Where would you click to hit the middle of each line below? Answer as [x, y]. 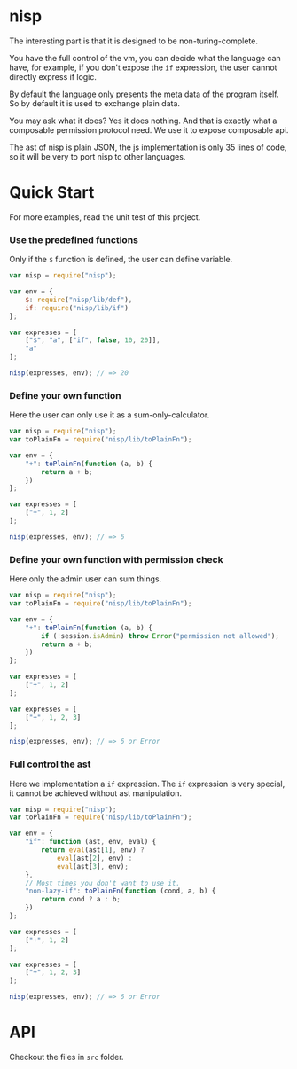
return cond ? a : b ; [81, 900]
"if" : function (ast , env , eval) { [91, 842]
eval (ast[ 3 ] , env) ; [92, 866]
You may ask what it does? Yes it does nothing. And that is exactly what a [143, 121]
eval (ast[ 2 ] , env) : [94, 858]
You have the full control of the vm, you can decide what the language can [145, 58]
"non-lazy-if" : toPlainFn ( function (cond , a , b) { [121, 891]
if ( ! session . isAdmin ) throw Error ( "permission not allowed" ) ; [160, 636]
